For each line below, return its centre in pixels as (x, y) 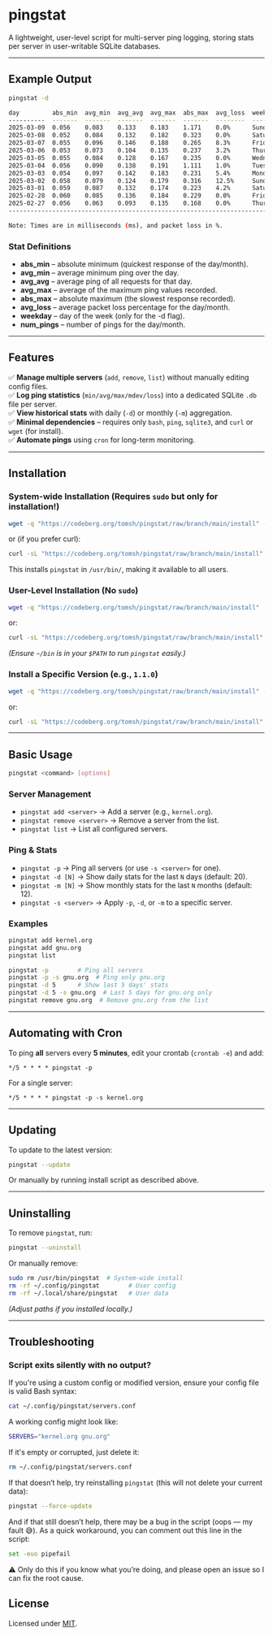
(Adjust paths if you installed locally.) (71, 1308)
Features (31, 358)
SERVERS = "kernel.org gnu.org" (60, 1437)
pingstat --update (39, 1165)
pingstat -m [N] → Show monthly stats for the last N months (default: (136, 885)
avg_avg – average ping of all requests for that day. (106, 281)
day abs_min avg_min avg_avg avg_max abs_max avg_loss (127, 113)
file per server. (33, 404)
